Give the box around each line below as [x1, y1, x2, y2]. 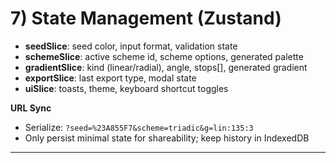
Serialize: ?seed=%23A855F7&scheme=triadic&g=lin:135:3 [24, 121, 254, 133]
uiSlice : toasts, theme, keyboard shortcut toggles [24, 82, 229, 94]
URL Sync [10, 102, 52, 114]
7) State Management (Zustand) [10, 7, 282, 30]
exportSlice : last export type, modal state [24, 72, 197, 84]
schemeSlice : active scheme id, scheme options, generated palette [24, 50, 304, 62]
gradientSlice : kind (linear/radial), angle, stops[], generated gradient [24, 61, 308, 73]
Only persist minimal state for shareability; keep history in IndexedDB [24, 132, 310, 144]
